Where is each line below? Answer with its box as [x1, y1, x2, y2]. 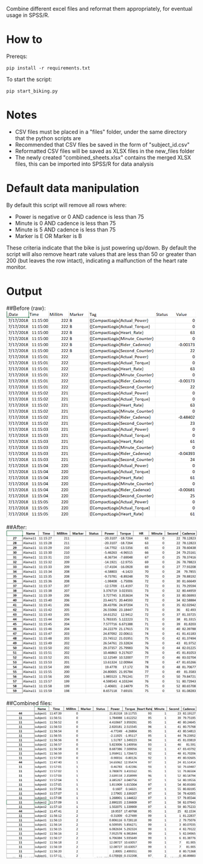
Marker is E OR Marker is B [14, 232, 82, 239]
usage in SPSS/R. [6, 11, 50, 19]
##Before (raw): [6, 305, 47, 312]
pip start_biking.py [6, 88, 59, 94]
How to [6, 33, 43, 47]
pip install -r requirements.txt [6, 65, 91, 71]
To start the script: [6, 76, 53, 83]
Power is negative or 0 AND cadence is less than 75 [14, 213, 144, 220]
